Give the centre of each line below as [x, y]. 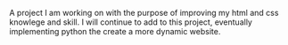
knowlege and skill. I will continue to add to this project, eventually [131, 22]
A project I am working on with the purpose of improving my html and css [144, 13]
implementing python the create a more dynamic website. [115, 31]
